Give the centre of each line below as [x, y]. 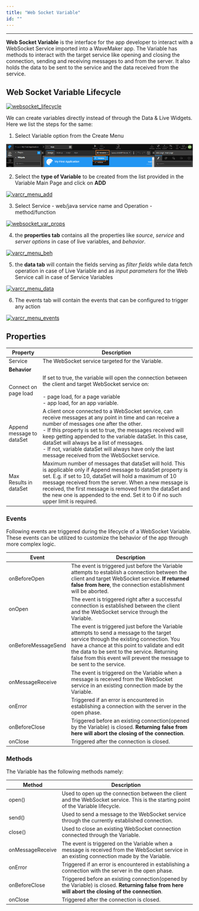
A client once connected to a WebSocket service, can [107, 411]
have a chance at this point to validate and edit [128, 646]
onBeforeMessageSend [37, 646]
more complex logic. [31, 544]
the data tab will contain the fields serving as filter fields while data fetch [104, 264]
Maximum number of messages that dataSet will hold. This [114, 464]
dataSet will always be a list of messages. [93, 443]
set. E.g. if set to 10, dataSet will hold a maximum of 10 [109, 476]
